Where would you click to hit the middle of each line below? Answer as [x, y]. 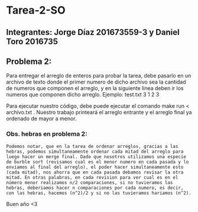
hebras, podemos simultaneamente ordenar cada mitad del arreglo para [95, 152]
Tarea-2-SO [36, 10]
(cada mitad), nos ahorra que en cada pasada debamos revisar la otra [95, 172]
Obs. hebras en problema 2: [47, 134]
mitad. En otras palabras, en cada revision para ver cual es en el [92, 177]
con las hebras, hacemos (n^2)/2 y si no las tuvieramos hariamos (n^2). [99, 193]
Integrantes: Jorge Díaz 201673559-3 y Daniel [93, 32]
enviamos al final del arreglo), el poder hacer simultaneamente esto [95, 167]
